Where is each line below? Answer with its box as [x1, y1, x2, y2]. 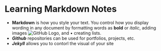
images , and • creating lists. [11, 30, 101, 36]
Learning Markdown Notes [4, 3, 117, 15]
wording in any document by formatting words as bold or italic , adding [11, 25, 156, 30]
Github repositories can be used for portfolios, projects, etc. [11, 35, 135, 41]
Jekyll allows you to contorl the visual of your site [11, 40, 114, 46]
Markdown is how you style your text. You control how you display [11, 20, 149, 25]
